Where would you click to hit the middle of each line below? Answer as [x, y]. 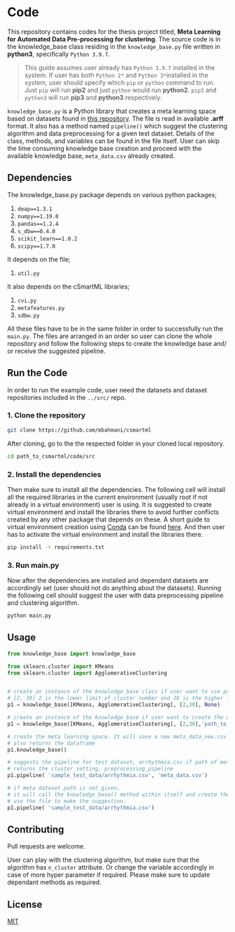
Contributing [36, 829]
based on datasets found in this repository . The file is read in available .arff [115, 118]
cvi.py [27, 300]
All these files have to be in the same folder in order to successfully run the [115, 328]
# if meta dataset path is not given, [64, 788]
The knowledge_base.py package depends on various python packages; [112, 194]
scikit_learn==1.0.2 [47, 239]
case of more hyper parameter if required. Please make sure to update [109, 875]
